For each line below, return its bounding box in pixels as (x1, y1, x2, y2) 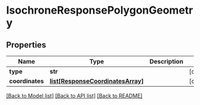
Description (149, 58, 183, 65)
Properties (6, 40, 46, 50)
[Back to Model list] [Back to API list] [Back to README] (6, 93, 143, 99)
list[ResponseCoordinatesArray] (49, 77, 144, 85)
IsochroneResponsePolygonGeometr (6, 4, 193, 17)
